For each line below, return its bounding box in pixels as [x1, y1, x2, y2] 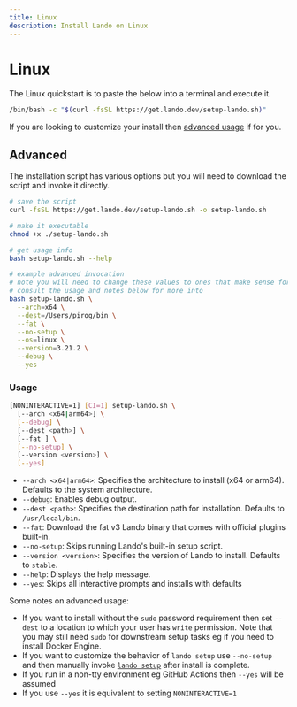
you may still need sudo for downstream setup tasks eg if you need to [21, 632, 274, 642]
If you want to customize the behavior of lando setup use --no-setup [21, 650, 272, 661]
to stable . [21, 559, 58, 571]
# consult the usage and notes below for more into [9, 287, 203, 296]
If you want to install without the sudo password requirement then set [21, 612, 273, 624]
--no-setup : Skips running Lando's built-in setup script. [21, 541, 224, 551]
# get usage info [9, 245, 73, 255]
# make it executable [9, 221, 89, 230]
